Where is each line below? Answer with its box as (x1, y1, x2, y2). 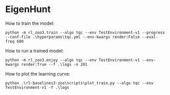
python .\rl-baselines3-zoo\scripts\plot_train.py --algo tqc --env (5, 80, 154, 85)
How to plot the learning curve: (5, 71, 70, 77)
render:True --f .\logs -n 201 (21, 62, 88, 67)
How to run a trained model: (5, 47, 64, 54)
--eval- (141, 34, 158, 39)
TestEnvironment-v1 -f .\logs (5, 85, 70, 90)
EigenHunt (5, 4, 51, 15)
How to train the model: (5, 20, 54, 26)
